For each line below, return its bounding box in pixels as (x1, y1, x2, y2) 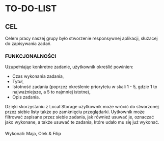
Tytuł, (12, 79, 24, 85)
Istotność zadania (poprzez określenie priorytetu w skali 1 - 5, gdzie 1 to (12, 84, 158, 90)
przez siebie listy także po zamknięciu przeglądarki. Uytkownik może (5, 109, 145, 115)
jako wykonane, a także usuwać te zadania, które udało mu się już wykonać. (5, 119, 160, 125)
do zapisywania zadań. (5, 41, 52, 47)
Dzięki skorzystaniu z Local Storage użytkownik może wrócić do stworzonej (5, 104, 159, 110)
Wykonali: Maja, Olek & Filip (5, 130, 61, 136)
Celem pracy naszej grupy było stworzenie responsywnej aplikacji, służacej (5, 35, 158, 41)
